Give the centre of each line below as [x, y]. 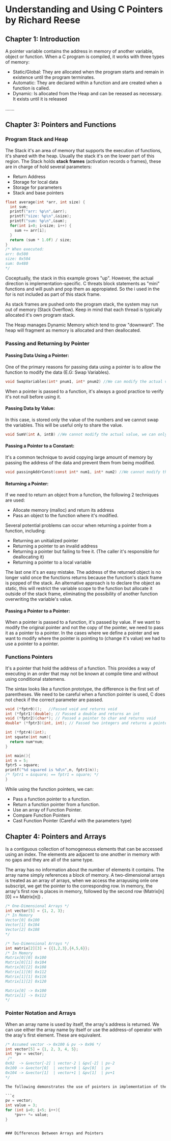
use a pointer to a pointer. [32, 644]
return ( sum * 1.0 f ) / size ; [41, 240]
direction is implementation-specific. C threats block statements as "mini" [83, 283]
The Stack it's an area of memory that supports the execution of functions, [83, 150]
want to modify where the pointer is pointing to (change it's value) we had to [85, 638]
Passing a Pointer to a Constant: [40, 446]
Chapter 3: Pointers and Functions [61, 125]
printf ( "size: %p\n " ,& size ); [41, 216]
